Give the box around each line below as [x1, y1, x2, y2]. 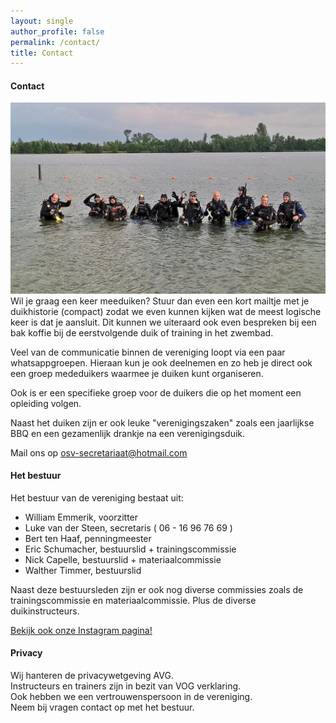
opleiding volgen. [10, 397, 82, 409]
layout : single [10, 16, 74, 26]
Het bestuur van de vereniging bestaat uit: [10, 491, 184, 504]
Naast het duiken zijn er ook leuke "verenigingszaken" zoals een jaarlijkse [10, 416, 315, 429]
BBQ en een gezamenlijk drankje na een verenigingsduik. [10, 427, 246, 439]
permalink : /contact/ [10, 37, 101, 47]
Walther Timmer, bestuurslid [24, 564, 142, 576]
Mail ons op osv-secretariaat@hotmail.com [10, 446, 188, 459]
